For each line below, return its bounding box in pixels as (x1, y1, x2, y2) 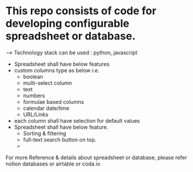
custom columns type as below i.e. (14, 66, 100, 74)
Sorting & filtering (23, 129, 67, 137)
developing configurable (5, 17, 129, 30)
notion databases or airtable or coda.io (5, 160, 100, 167)
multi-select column (23, 79, 72, 87)
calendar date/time (23, 104, 69, 112)
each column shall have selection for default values (14, 117, 140, 124)
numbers (23, 92, 45, 99)
